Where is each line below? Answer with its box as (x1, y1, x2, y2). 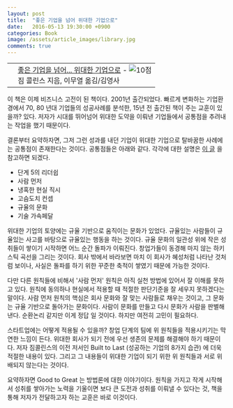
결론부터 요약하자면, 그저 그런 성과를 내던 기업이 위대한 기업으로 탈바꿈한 (7, 136, 204, 144)
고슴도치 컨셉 (17, 195, 54, 202)
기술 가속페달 (17, 212, 54, 220)
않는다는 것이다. (25, 361, 69, 369)
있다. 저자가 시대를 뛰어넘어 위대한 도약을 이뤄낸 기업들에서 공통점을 (23, 112, 208, 121)
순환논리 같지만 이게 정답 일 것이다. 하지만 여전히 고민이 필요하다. (22, 311, 199, 319)
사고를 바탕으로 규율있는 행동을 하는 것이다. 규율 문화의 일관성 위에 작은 (25, 235, 220, 243)
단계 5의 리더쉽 (17, 168, 59, 176)
